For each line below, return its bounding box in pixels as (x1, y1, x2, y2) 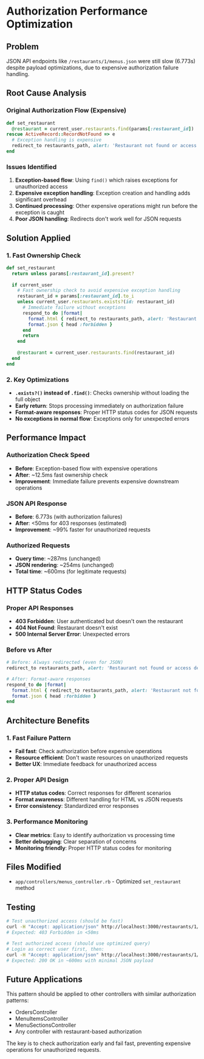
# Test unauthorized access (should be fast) (6, 918, 123, 925)
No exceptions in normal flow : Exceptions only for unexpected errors (15, 415, 190, 422)
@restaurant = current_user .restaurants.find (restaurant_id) (17, 350, 175, 356)
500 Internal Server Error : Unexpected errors (15, 630, 131, 638)
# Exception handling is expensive (12, 137, 102, 143)
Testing (6, 902, 36, 912)
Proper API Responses (6, 604, 74, 612)
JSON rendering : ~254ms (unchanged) (15, 561, 114, 569)
